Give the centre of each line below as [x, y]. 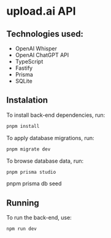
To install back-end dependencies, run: [56, 115]
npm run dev [21, 229]
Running [23, 203]
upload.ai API [41, 11]
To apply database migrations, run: [50, 138]
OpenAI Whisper [36, 48]
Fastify [24, 68]
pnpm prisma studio [31, 172]
